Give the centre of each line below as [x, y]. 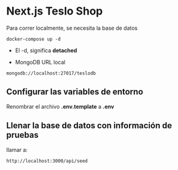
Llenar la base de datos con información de [89, 126]
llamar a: [17, 149]
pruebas [22, 135]
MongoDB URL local [40, 62]
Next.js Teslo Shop [54, 11]
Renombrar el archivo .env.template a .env [60, 106]
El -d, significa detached [46, 50]
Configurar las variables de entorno [75, 92]
